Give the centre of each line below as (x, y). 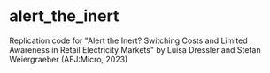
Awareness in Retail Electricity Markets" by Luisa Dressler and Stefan (135, 49)
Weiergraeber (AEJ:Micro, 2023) (69, 59)
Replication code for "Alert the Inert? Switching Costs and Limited (128, 40)
